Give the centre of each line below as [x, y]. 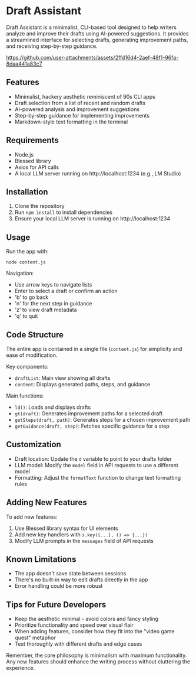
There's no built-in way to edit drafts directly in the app [81, 580]
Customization [34, 445]
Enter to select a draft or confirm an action [66, 291]
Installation [27, 192]
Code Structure [35, 335]
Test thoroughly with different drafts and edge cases [78, 644]
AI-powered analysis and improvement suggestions [77, 109]
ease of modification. [32, 355]
